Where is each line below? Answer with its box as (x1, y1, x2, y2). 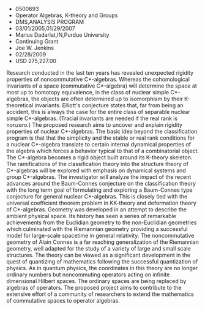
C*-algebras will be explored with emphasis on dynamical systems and (6, 167, 187, 174)
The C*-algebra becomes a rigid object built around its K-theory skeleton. (6, 154, 193, 161)
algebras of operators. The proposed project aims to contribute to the (6, 284, 182, 291)
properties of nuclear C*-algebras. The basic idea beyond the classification (6, 128, 198, 135)
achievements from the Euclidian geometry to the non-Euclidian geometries (6, 219, 197, 226)
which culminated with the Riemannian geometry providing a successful (6, 225, 188, 232)
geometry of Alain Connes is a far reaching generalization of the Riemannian (6, 238, 199, 246)
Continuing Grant (15, 38, 59, 45)
